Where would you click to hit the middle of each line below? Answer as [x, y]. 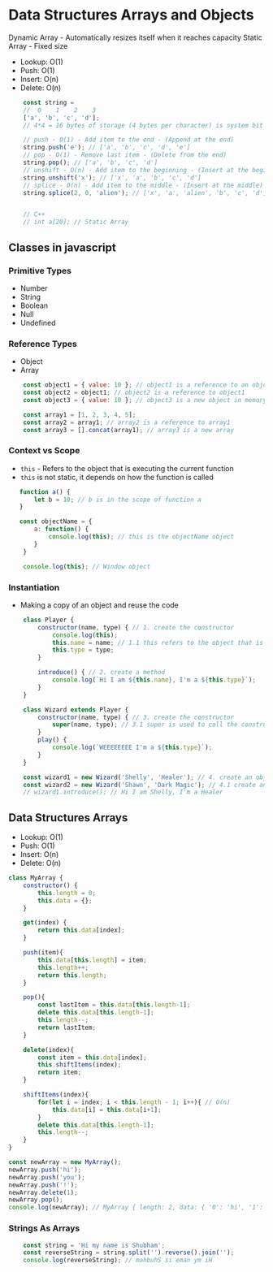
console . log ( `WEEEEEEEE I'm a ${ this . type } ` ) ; [132, 748]
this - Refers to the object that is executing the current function [127, 468]
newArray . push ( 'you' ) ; [47, 1177]
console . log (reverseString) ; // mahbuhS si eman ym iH [118, 1261]
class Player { [49, 620]
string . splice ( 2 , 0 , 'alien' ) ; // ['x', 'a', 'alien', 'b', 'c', [136, 193]
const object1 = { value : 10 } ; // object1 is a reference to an [136, 385]
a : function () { [61, 530]
